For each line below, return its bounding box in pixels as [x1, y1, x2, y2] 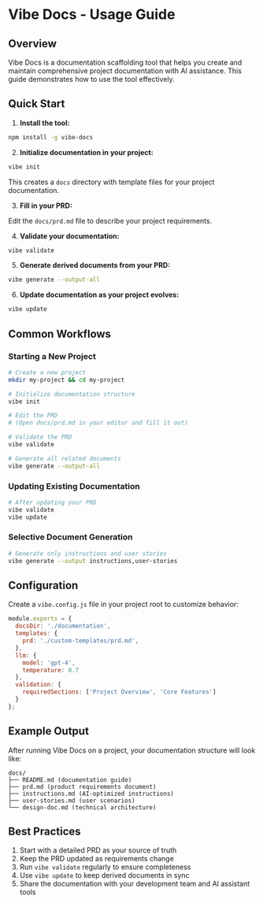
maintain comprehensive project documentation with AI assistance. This [8, 66, 243, 76]
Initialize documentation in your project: [19, 147, 154, 157]
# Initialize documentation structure [8, 390, 135, 398]
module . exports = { [8, 615, 72, 623]
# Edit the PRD [8, 412, 58, 420]
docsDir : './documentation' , [15, 622, 111, 631]
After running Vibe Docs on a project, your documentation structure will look [8, 746, 256, 755]
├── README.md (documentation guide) [8, 775, 132, 784]
